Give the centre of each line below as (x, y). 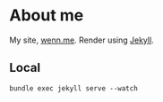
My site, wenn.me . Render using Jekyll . (81, 40)
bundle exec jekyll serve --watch (74, 88)
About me (47, 16)
